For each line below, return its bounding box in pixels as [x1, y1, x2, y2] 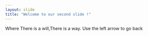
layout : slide [5, 7, 35, 12]
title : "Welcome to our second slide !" [5, 12, 92, 17]
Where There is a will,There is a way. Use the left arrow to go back [5, 25, 143, 31]
